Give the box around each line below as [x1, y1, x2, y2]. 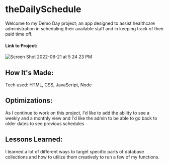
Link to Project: [5, 42, 38, 48]
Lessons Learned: [5, 135, 63, 144]
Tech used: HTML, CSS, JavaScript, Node [5, 82, 92, 88]
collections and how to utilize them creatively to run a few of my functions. [5, 154, 160, 160]
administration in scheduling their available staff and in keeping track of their [5, 25, 164, 31]
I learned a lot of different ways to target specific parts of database [5, 148, 144, 154]
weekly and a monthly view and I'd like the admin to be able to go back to [5, 115, 157, 121]
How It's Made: [5, 68, 54, 77]
